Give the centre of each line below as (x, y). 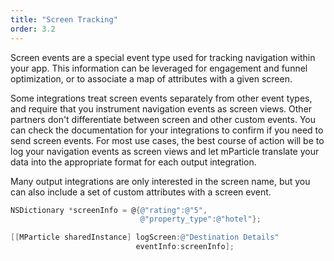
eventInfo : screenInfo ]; (185, 247)
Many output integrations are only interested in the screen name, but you (160, 181)
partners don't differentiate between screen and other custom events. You (163, 119)
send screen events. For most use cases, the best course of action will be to (167, 140)
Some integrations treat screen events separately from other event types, (161, 98)
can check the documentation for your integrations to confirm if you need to (167, 130)
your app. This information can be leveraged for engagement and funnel (159, 68)
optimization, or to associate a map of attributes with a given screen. (151, 78)
